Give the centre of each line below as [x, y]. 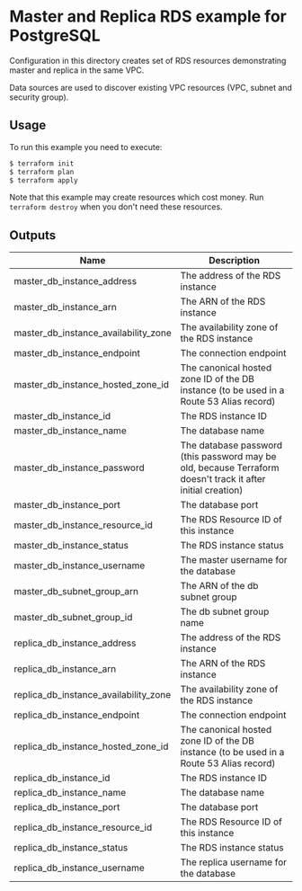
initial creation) [212, 490]
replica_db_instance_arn [65, 669]
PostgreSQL [55, 36]
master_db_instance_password [80, 468]
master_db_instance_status [71, 546]
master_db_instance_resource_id [83, 525]
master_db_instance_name [71, 431]
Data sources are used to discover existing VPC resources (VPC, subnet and [151, 87]
